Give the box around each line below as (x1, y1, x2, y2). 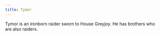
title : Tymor (5, 7, 32, 12)
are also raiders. (5, 26, 38, 32)
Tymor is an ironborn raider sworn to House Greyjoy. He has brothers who (5, 21, 155, 27)
